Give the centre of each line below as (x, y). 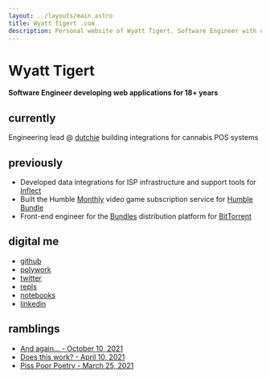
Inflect (31, 191)
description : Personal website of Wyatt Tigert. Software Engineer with (133, 31)
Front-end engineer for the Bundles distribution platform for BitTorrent (135, 216)
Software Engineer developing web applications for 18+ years (113, 92)
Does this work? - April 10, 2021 (72, 357)
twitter (31, 277)
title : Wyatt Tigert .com (51, 23)
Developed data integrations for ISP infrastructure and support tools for (138, 182)
